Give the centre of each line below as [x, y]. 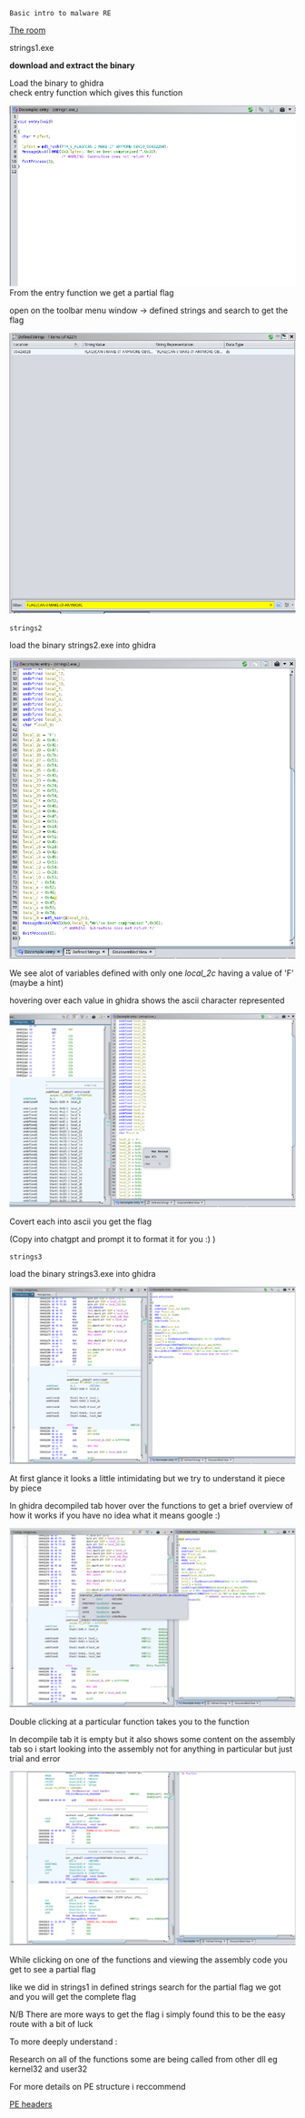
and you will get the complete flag [73, 1996]
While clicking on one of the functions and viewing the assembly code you [148, 1960]
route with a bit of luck [51, 2023]
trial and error [35, 1759]
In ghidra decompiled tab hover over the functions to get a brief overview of [151, 1506]
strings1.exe [32, 48]
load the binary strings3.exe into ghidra [83, 1273]
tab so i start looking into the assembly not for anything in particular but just [151, 1749]
